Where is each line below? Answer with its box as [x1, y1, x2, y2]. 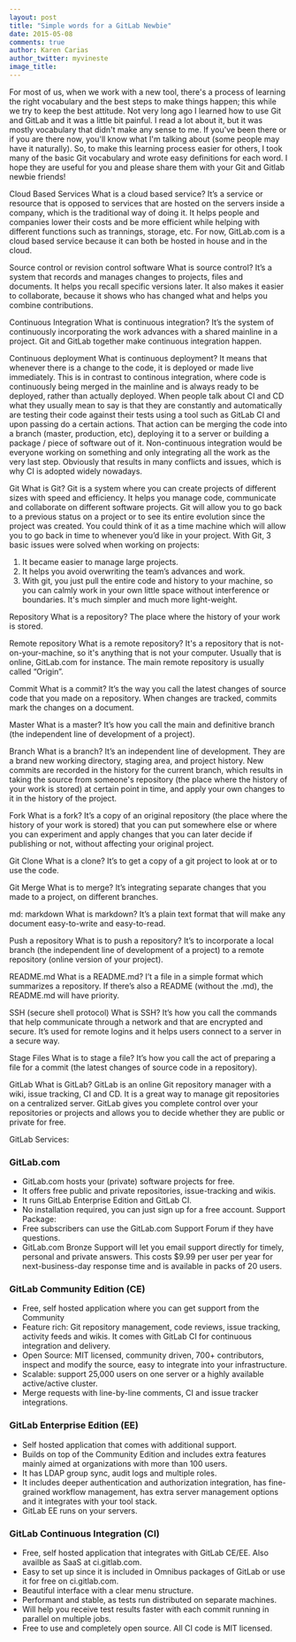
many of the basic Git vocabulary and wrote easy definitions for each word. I [9, 152, 288, 163]
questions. [21, 1233, 61, 1243]
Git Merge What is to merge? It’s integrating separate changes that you [9, 882, 267, 893]
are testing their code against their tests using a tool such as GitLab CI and [9, 409, 281, 420]
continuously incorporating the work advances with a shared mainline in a [9, 326, 278, 337]
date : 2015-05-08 [9, 29, 73, 38]
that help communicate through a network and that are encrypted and [9, 1016, 263, 1027]
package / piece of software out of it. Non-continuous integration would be [9, 438, 283, 448]
